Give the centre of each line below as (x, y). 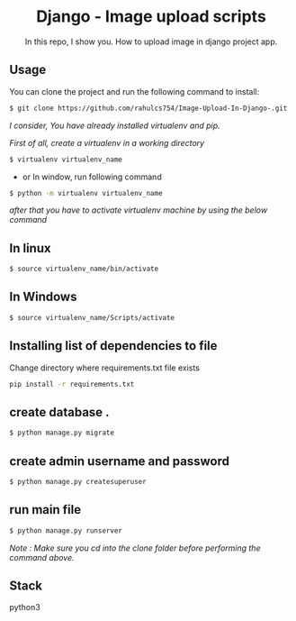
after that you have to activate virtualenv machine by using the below (139, 210)
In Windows (43, 297)
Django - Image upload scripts (151, 17)
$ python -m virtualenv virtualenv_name (86, 193)
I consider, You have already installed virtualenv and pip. (115, 125)
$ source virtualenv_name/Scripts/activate (92, 317)
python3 (25, 607)
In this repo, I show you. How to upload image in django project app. (151, 41)
